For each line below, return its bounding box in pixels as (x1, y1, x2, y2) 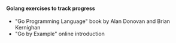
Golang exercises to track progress (6, 5, 96, 12)
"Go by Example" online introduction (14, 30, 105, 38)
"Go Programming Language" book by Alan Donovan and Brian (14, 18, 171, 25)
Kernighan (14, 24, 41, 31)
